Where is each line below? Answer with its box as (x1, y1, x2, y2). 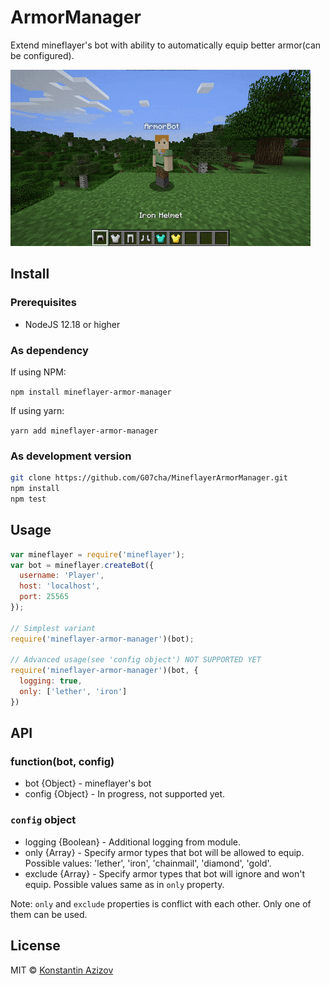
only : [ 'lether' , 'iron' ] (19, 687, 128, 697)
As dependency (10, 343, 89, 357)
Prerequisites (10, 296, 77, 310)
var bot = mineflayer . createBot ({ (10, 560, 155, 570)
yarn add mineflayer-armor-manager (10, 426, 159, 436)
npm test (10, 494, 47, 504)
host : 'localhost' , (19, 581, 101, 591)
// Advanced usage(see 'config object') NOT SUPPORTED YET (10, 655, 262, 665)
